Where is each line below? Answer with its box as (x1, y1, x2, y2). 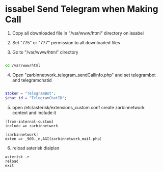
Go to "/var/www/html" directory (12, 49, 79, 55)
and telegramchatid (12, 77, 52, 83)
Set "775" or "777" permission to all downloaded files (12, 39, 120, 45)
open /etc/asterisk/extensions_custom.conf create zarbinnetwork (12, 104, 145, 110)
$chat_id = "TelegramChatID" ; (5, 95, 67, 100)
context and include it (12, 110, 56, 115)
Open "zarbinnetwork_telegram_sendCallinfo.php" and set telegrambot (12, 72, 156, 78)
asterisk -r (5, 154, 29, 159)
